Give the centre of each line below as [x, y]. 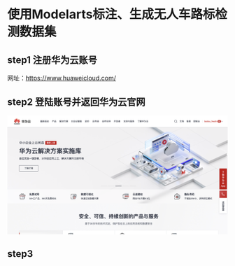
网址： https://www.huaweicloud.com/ [62, 78]
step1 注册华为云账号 [52, 60]
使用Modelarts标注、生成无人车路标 [111, 14]
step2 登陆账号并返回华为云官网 [76, 102]
